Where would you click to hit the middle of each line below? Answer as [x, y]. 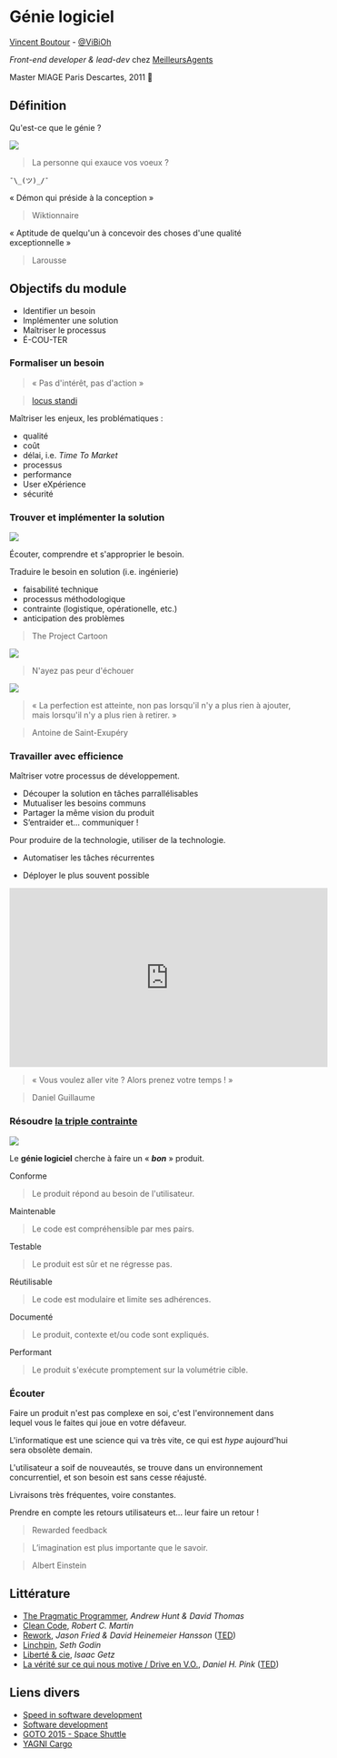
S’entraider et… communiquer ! [80, 823]
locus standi [55, 400]
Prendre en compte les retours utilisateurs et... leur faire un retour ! [134, 1512]
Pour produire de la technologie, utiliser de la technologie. [118, 840]
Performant [31, 1351]
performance [47, 474]
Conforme [28, 1176]
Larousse [49, 260]
